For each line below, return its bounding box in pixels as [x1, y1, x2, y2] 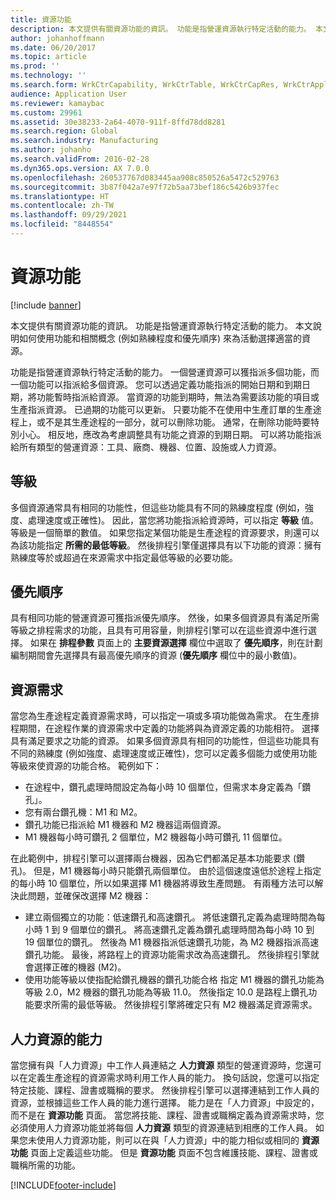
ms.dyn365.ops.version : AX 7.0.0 [10, 163, 150, 173]
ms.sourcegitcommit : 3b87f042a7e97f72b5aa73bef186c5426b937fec [10, 182, 280, 192]
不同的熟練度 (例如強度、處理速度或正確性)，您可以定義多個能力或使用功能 [10, 747, 318, 760]
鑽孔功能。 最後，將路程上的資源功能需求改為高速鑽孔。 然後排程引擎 [24, 949, 311, 961]
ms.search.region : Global [10, 126, 118, 136]
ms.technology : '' [10, 71, 87, 81]
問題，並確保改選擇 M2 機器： [27, 890, 152, 902]
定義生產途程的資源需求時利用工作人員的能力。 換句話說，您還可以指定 [27, 1072, 320, 1084]
